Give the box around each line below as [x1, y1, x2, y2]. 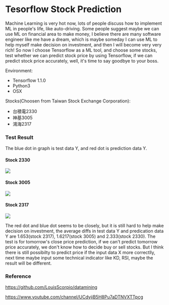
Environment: [5, 67, 33, 74]
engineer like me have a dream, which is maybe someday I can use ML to [5, 36, 158, 42]
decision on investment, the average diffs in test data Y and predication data [5, 228, 164, 234]
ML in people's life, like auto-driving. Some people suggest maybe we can [5, 25, 159, 31]
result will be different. [5, 260, 52, 266]
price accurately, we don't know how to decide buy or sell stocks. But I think [5, 244, 164, 250]
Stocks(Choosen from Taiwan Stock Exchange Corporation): [5, 97, 131, 104]
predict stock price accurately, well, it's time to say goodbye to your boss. [5, 58, 159, 64]
